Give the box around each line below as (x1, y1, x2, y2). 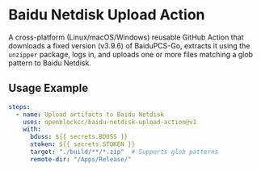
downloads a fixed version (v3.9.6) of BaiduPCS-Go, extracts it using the (8, 40, 250, 50)
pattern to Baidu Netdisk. (8, 58, 91, 68)
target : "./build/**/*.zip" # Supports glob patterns (29, 148, 219, 156)
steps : (8, 102, 31, 111)
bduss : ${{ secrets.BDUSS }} (29, 133, 128, 141)
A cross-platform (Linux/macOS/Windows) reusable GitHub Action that (8, 32, 244, 42)
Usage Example (8, 81, 89, 95)
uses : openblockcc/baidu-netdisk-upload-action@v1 (23, 118, 197, 126)
